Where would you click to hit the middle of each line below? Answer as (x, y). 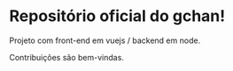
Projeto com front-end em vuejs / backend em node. (105, 40)
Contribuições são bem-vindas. (66, 57)
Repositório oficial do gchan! (117, 16)
